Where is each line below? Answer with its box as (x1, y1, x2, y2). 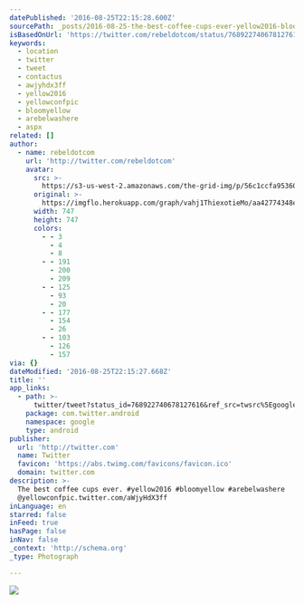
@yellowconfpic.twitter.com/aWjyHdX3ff (17, 493, 168, 503)
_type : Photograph (9, 551, 79, 561)
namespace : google (25, 417, 95, 427)
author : (9, 139, 39, 149)
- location (17, 47, 59, 56)
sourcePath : (9, 22, 54, 31)
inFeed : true (9, 518, 59, 528)
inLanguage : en (9, 502, 67, 511)
